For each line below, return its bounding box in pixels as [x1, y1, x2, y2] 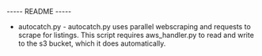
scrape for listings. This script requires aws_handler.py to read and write [17, 31, 254, 39]
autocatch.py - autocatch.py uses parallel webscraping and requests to [17, 22, 252, 31]
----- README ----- [6, 7, 72, 16]
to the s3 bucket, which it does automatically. [17, 39, 166, 48]
